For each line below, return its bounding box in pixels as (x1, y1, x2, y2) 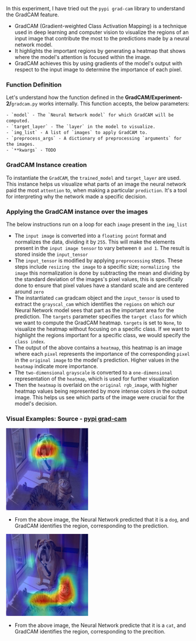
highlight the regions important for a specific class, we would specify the (14, 331, 190, 338)
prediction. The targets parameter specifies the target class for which (14, 313, 187, 320)
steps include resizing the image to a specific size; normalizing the (14, 263, 180, 270)
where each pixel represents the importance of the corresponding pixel (14, 350, 190, 357)
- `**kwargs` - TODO (6, 148, 57, 153)
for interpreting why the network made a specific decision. (6, 193, 147, 200)
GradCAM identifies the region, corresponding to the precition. (14, 628, 166, 635)
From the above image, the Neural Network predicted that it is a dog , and (14, 516, 190, 523)
